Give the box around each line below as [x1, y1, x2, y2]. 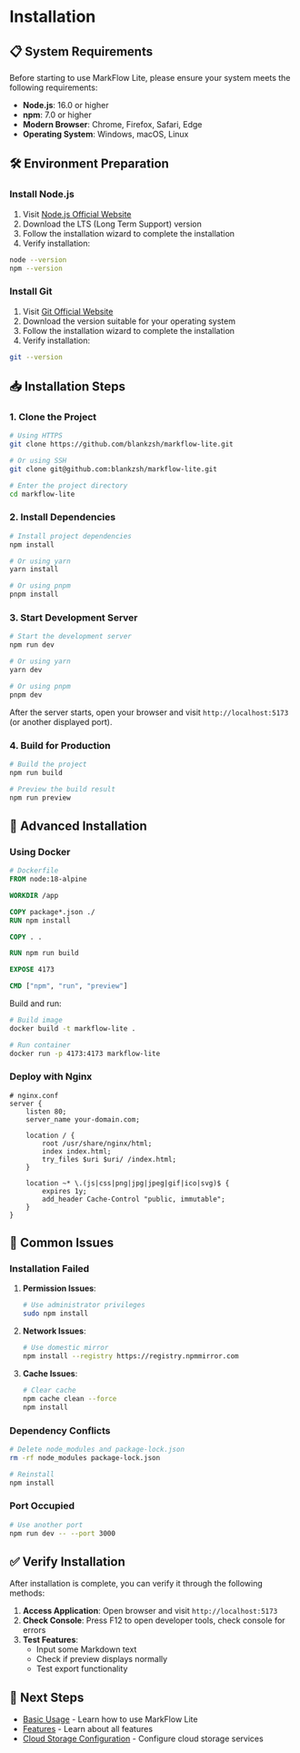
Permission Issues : [22, 1283, 97, 1294]
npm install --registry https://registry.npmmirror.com [22, 1352, 239, 1361]
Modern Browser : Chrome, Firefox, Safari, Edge [22, 119, 203, 129]
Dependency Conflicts [9, 1424, 111, 1436]
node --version [9, 255, 67, 265]
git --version [9, 352, 64, 361]
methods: [9, 1587, 45, 1598]
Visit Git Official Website [22, 306, 114, 317]
